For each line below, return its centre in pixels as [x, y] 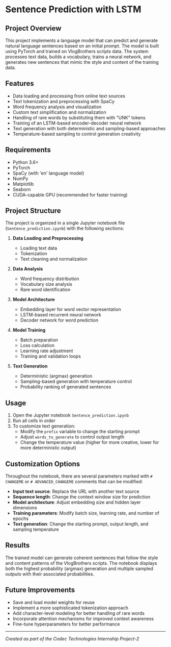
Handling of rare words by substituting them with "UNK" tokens [79, 117]
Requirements [28, 150]
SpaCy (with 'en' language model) [48, 173]
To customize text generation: [44, 426]
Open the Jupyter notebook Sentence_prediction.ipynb [71, 415]
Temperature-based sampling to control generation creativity [77, 134]
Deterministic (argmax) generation [56, 376]
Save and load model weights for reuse [54, 602]
